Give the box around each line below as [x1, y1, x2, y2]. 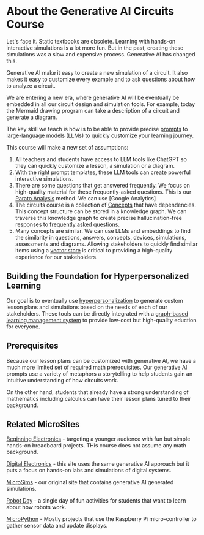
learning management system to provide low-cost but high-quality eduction [6, 316, 197, 324]
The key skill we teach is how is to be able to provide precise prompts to [6, 125, 188, 132]
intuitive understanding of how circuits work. [6, 376, 119, 384]
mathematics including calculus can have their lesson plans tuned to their [6, 395, 191, 402]
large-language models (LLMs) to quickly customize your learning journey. [6, 132, 194, 139]
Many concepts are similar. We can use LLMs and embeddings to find [15, 227, 191, 234]
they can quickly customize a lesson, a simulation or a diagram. [15, 162, 175, 169]
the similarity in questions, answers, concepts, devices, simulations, [15, 233, 186, 241]
